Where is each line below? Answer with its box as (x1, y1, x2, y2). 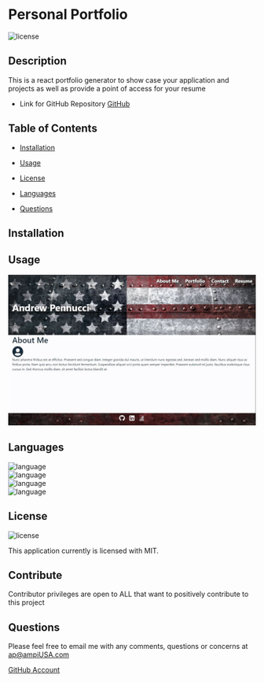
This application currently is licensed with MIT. (8, 546, 159, 555)
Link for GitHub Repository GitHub (19, 98, 130, 108)
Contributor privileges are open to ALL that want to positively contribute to (8, 589, 249, 599)
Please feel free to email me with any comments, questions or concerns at (8, 642, 248, 651)
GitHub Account (8, 665, 60, 675)
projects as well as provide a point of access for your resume (8, 83, 206, 93)
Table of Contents (8, 122, 98, 135)
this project (8, 598, 45, 607)
